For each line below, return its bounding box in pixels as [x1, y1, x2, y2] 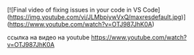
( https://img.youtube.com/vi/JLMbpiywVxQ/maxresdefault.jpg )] [7, 13, 186, 21]
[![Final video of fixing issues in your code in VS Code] [7, 6, 161, 14]
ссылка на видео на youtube [7, 33, 90, 41]
